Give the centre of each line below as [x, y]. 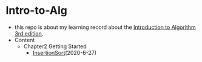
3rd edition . [29, 33]
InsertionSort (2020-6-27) [65, 52]
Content [25, 40]
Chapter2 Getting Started [55, 46]
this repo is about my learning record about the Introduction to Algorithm [105, 27]
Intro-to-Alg [37, 11]
